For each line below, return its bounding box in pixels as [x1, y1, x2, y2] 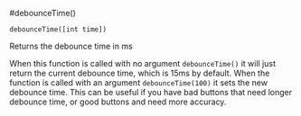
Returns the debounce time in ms [9, 40, 133, 51]
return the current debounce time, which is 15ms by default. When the [9, 67, 270, 78]
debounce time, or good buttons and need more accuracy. [9, 96, 227, 107]
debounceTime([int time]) [9, 25, 107, 34]
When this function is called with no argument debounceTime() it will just [9, 58, 277, 68]
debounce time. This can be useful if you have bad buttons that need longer [9, 87, 292, 97]
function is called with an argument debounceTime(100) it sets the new [9, 77, 268, 88]
